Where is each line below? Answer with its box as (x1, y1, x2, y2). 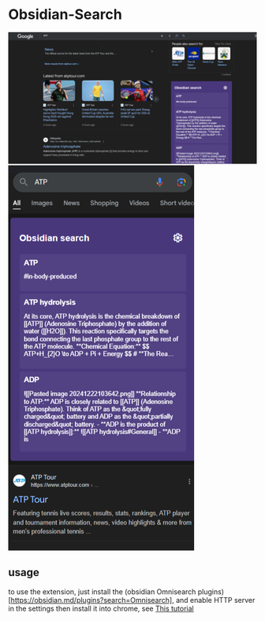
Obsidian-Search (8, 6, 122, 24)
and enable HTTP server (176, 595, 256, 604)
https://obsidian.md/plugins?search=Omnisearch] (10, 595, 173, 604)
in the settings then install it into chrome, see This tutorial (8, 604, 195, 613)
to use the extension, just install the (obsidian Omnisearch (8, 586, 196, 597)
